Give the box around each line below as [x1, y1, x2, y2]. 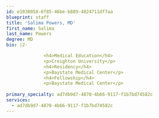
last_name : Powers [6, 31, 52, 37]
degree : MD [6, 36, 33, 42]
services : [6, 97, 31, 103]
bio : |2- [6, 42, 28, 48]
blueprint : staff [6, 14, 49, 20]
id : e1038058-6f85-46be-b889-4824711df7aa [6, 8, 113, 15]
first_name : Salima [6, 25, 55, 32]
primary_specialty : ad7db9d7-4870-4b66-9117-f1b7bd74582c [6, 92, 153, 98]
